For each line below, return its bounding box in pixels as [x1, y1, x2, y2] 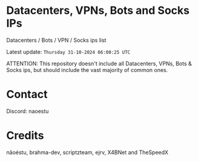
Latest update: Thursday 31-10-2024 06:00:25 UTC [6, 48, 131, 55]
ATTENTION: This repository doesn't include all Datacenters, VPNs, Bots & [6, 60, 192, 67]
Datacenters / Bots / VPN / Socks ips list [6, 36, 107, 44]
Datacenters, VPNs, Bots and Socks [6, 4, 190, 18]
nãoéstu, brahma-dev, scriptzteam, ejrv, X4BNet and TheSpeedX [6, 149, 168, 156]
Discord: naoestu [6, 107, 49, 115]
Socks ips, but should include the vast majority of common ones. [6, 66, 168, 73]
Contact [6, 88, 48, 102]
